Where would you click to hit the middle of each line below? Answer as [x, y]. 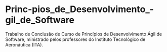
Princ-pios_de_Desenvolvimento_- [80, 9]
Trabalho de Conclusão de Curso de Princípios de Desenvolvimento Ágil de [84, 34]
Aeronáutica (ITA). [24, 44]
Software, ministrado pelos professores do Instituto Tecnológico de [75, 39]
